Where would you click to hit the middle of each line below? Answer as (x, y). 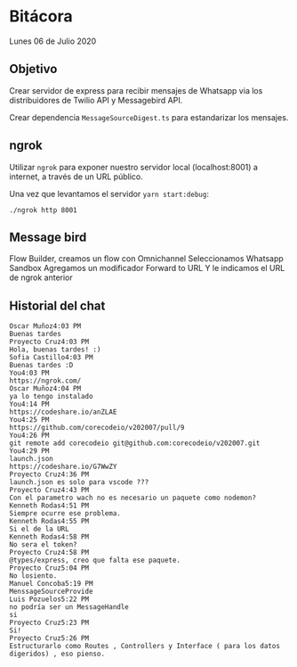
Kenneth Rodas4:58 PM (49, 537)
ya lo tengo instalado (51, 397)
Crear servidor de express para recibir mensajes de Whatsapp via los (136, 90)
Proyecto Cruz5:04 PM (49, 568)
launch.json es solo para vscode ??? (79, 482)
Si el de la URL (39, 529)
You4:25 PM (29, 420)
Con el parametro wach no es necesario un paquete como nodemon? (132, 498)
